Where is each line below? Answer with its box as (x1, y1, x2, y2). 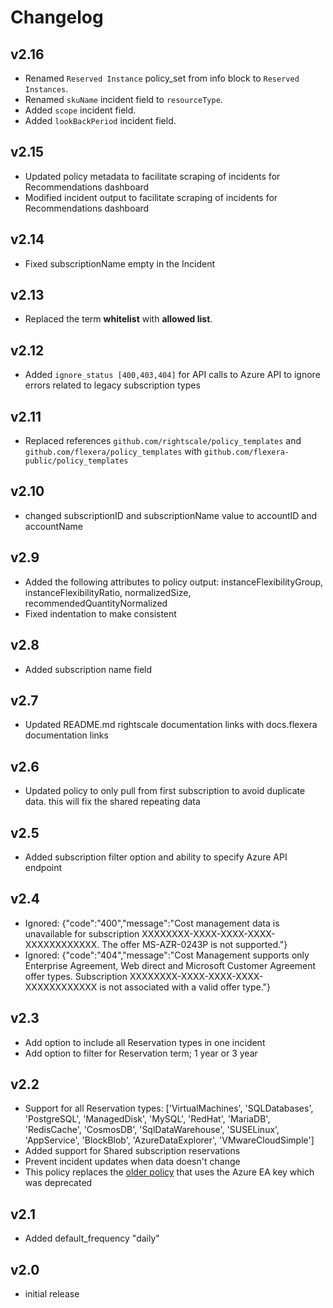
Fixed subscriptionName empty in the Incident (24, 257, 216, 270)
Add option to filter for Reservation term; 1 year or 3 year (24, 1047, 258, 1059)
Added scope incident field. (24, 104, 137, 116)
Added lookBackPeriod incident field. (24, 115, 177, 126)
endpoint (24, 861, 63, 873)
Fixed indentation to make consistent (24, 607, 177, 620)
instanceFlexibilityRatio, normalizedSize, (24, 586, 192, 598)
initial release (24, 1288, 80, 1300)
